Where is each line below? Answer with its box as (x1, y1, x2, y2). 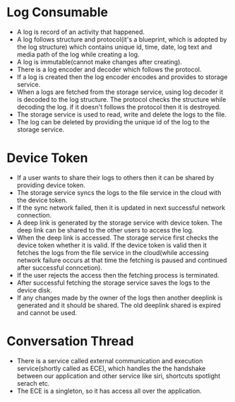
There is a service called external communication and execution (16, 356, 203, 365)
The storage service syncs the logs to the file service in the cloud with (16, 188, 222, 196)
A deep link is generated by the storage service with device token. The (16, 218, 223, 227)
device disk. (16, 285, 52, 294)
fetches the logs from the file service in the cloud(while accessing (16, 248, 209, 256)
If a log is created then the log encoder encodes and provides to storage (16, 72, 228, 81)
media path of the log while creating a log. (16, 50, 140, 59)
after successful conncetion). (16, 263, 103, 272)
